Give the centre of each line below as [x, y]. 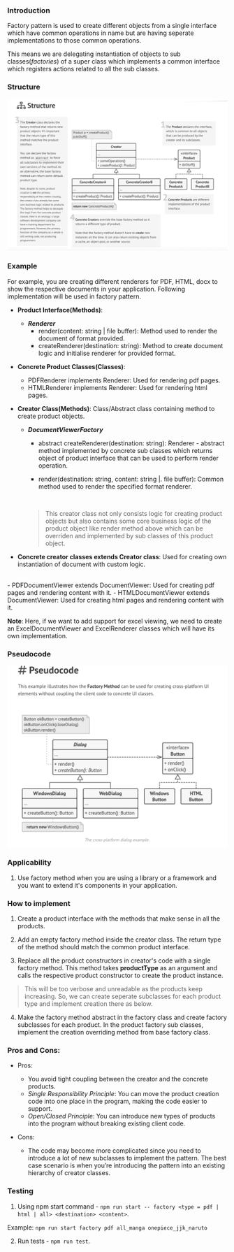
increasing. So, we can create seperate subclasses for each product [123, 996]
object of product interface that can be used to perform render [128, 458]
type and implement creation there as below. [88, 1004]
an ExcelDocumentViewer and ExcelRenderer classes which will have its [111, 628]
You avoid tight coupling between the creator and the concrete [118, 1079]
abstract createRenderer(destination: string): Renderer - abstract [131, 443]
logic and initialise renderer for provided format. [107, 353]
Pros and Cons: [34, 1051]
